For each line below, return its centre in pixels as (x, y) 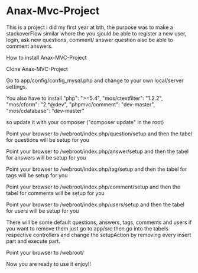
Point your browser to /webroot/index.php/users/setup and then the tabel (95, 204)
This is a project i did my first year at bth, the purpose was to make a (90, 27)
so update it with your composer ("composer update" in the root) (85, 122)
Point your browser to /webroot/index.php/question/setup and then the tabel (99, 134)
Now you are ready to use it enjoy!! (49, 264)
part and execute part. (33, 241)
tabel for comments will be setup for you (55, 193)
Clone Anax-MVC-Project (37, 69)
